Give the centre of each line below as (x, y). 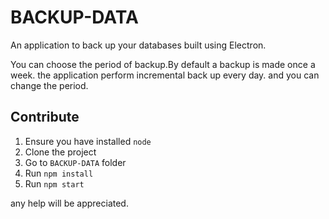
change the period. (49, 85)
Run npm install (59, 173)
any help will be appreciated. (69, 203)
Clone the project (60, 152)
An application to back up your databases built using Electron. (138, 45)
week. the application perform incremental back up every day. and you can (165, 75)
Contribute (45, 117)
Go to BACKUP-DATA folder (75, 162)
